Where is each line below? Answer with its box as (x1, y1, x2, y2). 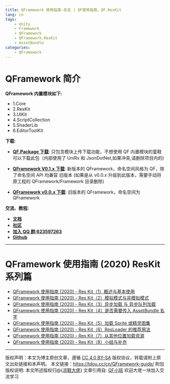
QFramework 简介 (5, 73, 81, 84)
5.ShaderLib (12, 122, 38, 128)
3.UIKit (12, 112, 27, 118)
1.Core (12, 101, 26, 107)
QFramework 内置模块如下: (5, 90, 62, 97)
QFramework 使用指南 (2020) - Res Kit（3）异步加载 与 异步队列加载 (12, 301, 156, 307)
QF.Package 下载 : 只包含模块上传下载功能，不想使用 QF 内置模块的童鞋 (12, 149, 162, 155)
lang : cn (5, 12, 24, 17)
